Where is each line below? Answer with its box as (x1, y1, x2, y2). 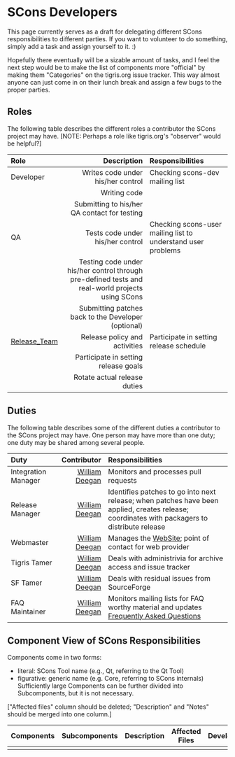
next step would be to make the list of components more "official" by (7, 63, 206, 71)
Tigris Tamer (10, 558, 52, 567)
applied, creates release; (108, 504, 189, 514)
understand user (149, 236, 204, 246)
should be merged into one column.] (7, 710, 112, 719)
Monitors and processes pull (108, 467, 201, 476)
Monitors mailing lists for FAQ (108, 593, 204, 603)
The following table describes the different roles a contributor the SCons (7, 124, 216, 133)
